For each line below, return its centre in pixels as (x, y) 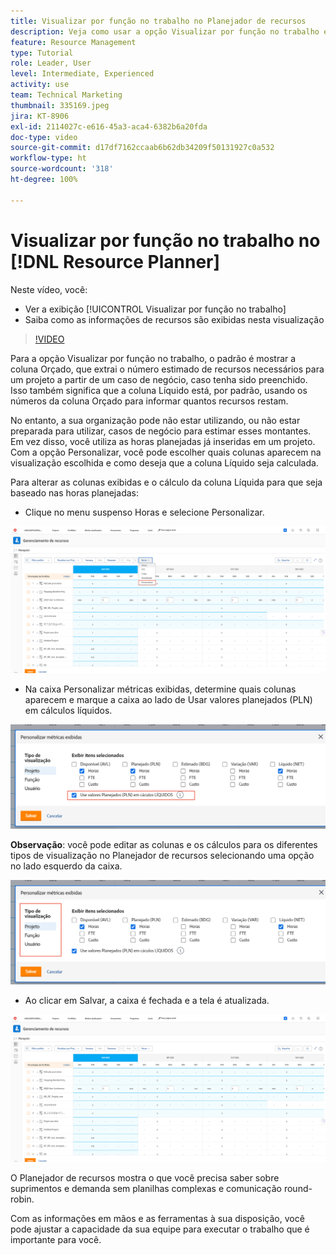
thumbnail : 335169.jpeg (60, 105)
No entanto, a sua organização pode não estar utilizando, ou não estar (155, 420)
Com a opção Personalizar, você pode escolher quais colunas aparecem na (166, 452)
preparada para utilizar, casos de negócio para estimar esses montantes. (161, 431)
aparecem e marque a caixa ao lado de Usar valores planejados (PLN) (168, 700)
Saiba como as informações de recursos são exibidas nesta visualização (174, 319)
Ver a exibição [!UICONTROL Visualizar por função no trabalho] (155, 309)
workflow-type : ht (48, 158)
